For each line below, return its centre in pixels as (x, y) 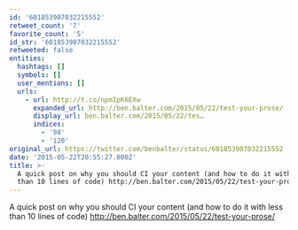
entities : (27, 58)
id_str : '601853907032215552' (65, 42)
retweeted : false (41, 50)
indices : (49, 125)
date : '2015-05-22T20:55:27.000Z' (73, 157)
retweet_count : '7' (45, 26)
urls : (27, 91)
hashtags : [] (41, 67)
